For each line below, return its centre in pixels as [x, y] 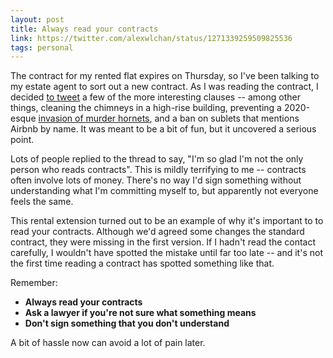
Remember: [34, 283]
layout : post [37, 19]
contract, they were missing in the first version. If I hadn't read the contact [163, 242]
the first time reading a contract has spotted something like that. [142, 263]
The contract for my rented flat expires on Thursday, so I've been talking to [165, 76]
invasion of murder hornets [94, 118]
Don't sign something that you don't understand [127, 323]
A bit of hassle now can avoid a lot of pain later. [108, 343]
